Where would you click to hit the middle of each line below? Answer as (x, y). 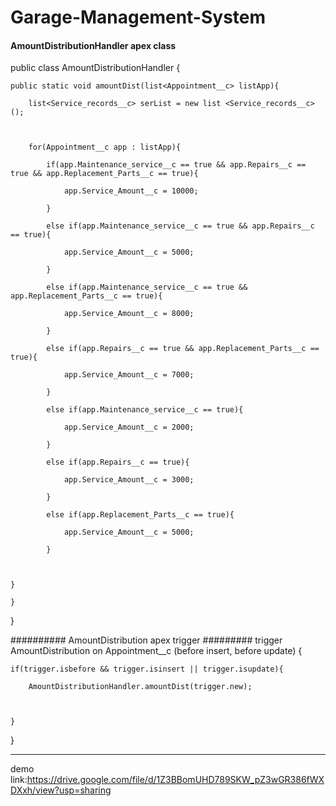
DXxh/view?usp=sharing (61, 790)
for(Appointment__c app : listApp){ (105, 147)
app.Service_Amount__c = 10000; (131, 191)
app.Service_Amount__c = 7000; (129, 375)
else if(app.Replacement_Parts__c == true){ (140, 515)
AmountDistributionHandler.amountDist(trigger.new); (140, 687)
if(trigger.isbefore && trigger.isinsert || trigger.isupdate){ (147, 669)
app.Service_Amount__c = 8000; (129, 314)
